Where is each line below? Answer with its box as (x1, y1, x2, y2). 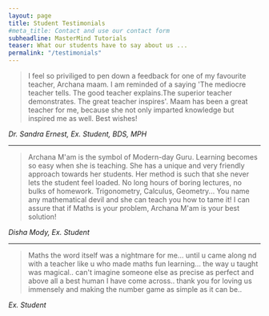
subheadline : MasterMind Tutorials (8, 34, 127, 43)
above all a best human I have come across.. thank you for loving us (27, 276, 252, 286)
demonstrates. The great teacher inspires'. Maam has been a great (27, 97, 248, 106)
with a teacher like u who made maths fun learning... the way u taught (27, 259, 259, 269)
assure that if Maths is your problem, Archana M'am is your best (27, 204, 240, 213)
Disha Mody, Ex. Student (8, 228, 90, 237)
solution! (27, 212, 57, 221)
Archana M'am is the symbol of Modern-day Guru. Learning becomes (27, 152, 258, 161)
